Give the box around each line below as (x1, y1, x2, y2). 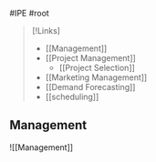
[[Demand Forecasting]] (45, 82, 136, 92)
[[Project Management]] (45, 53, 137, 63)
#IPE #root (9, 8, 50, 18)
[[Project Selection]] (58, 63, 135, 73)
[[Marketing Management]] (45, 72, 148, 83)
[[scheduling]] (45, 91, 99, 102)
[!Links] (31, 25, 61, 35)
